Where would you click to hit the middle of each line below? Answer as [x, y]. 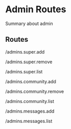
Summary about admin [29, 23]
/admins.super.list [24, 71]
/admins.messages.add [30, 111]
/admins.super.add [25, 51]
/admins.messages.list [29, 121]
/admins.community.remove [35, 91]
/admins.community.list [30, 101]
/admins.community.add [31, 81]
